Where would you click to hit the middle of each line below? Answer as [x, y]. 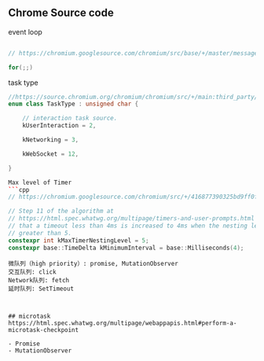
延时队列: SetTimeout [41, 289]
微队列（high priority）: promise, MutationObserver [93, 263]
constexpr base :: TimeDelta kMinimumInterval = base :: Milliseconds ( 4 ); [126, 248]
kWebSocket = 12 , [51, 154]
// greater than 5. [40, 233]
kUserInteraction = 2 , [59, 126]
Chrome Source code [61, 13]
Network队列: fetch [39, 280]
